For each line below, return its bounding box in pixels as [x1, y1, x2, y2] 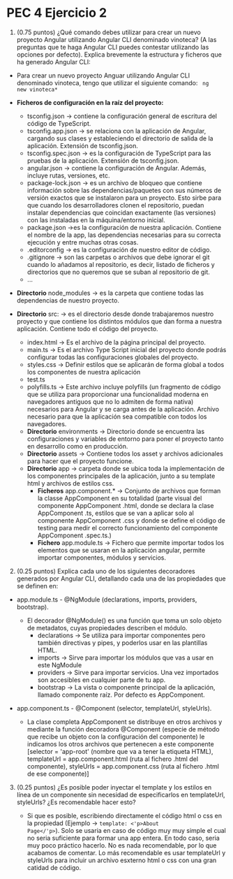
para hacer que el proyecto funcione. [27, 456, 134, 465]
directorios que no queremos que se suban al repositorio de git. [27, 268, 211, 276]
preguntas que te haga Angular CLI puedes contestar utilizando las [16, 43, 209, 51]
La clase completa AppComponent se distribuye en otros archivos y [27, 718, 223, 726]
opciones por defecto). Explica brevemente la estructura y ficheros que [16, 50, 223, 59]
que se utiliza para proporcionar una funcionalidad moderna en [27, 390, 209, 398]
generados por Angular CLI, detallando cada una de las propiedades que [16, 574, 226, 583]
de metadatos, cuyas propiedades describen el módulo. [27, 623, 188, 632]
